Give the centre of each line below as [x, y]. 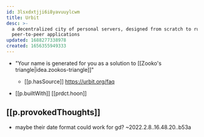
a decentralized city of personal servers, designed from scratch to [101, 29]
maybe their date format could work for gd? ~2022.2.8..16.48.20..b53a [103, 127]
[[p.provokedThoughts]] [53, 112]
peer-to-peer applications [46, 35]
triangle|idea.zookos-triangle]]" [54, 69]
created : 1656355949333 [36, 46]
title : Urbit [23, 18]
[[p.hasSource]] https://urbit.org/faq [70, 81]
